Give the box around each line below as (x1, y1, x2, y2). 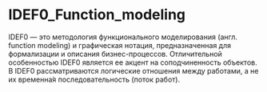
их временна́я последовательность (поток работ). (8, 74, 181, 84)
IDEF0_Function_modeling (8, 6, 186, 24)
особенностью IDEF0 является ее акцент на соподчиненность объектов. (8, 58, 257, 67)
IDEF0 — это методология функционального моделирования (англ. (8, 32, 238, 42)
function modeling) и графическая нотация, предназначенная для (8, 40, 232, 50)
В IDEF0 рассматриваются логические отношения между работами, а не (8, 66, 259, 75)
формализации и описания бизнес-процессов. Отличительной (8, 49, 222, 58)
